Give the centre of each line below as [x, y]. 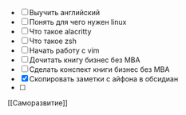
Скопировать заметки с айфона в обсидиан [104, 79]
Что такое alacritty [60, 32]
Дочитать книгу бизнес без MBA [85, 60]
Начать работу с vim [64, 50]
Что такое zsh [53, 41]
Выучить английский [65, 12]
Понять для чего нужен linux [78, 22]
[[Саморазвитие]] [38, 103]
